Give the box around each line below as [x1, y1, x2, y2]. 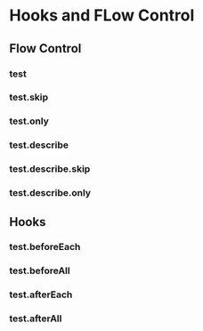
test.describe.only [9, 187, 92, 199]
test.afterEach [9, 288, 73, 301]
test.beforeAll [9, 264, 70, 277]
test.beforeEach [9, 241, 81, 254]
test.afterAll [9, 312, 62, 325]
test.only [9, 115, 49, 127]
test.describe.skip [9, 163, 91, 175]
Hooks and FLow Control [9, 5, 195, 26]
